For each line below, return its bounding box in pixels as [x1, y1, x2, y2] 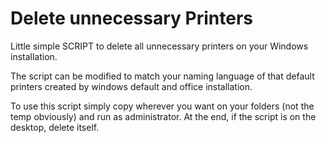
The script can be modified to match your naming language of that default [10, 70, 315, 82]
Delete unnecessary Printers [10, 7, 253, 30]
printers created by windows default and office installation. [10, 80, 253, 92]
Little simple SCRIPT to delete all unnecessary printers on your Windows [10, 40, 309, 52]
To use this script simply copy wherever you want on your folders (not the [10, 100, 315, 112]
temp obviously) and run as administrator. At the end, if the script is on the [10, 110, 317, 122]
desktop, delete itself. [10, 121, 100, 133]
